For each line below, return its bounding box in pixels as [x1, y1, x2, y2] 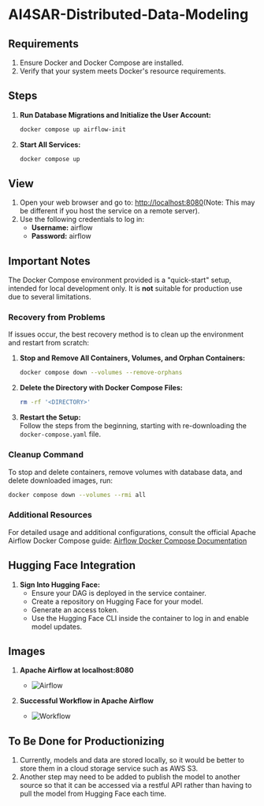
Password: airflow [31, 232, 92, 241]
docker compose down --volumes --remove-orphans [19, 369, 183, 377]
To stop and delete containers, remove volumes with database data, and [8, 467, 243, 476]
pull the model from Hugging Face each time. [19, 789, 167, 799]
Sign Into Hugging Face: [19, 579, 101, 589]
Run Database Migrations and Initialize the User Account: [19, 110, 211, 119]
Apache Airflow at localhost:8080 [19, 665, 134, 675]
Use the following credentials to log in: [19, 215, 144, 224]
